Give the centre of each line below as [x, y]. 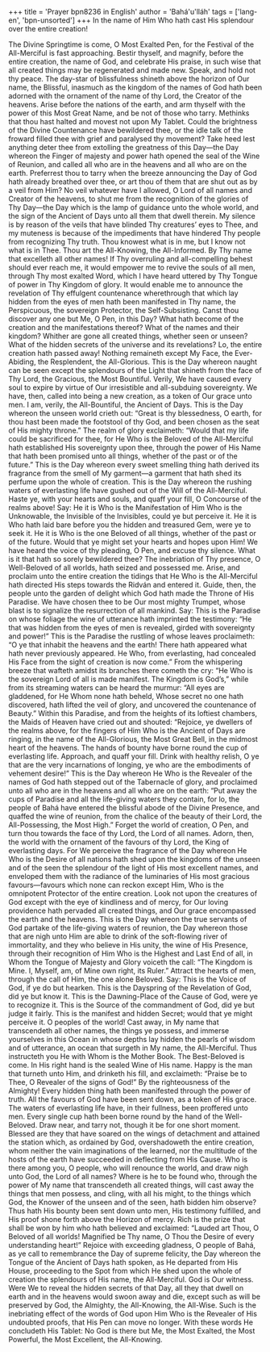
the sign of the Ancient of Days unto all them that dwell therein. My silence [132, 216]
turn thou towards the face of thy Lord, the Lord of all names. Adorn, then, [131, 833]
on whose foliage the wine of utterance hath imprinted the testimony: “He [130, 619]
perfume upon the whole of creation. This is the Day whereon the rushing [130, 482]
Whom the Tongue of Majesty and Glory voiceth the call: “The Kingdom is [131, 962]
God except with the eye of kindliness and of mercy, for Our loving [118, 902]
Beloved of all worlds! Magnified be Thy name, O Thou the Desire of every [131, 1237]
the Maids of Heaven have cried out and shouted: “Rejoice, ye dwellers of [131, 722]
